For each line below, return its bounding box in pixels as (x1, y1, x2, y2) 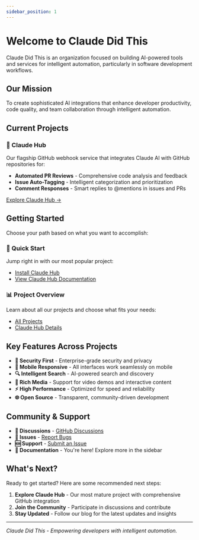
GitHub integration (14, 497, 60, 504)
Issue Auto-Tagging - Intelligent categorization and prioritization (14, 179, 174, 186)
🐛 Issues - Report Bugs (14, 434, 72, 441)
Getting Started (6, 213, 65, 223)
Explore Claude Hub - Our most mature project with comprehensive (14, 491, 181, 498)
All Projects (14, 318, 43, 325)
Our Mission (6, 84, 52, 94)
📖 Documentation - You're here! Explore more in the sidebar (14, 447, 162, 454)
